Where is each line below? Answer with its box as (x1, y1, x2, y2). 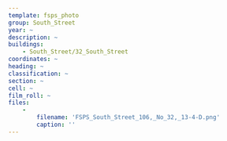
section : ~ (8, 77, 44, 85)
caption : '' (36, 121, 76, 128)
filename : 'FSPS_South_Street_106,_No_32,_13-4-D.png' (36, 114, 221, 121)
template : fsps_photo (8, 11, 80, 20)
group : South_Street (8, 19, 76, 27)
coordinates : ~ (8, 56, 58, 63)
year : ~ (8, 26, 34, 34)
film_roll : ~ (8, 92, 51, 99)
